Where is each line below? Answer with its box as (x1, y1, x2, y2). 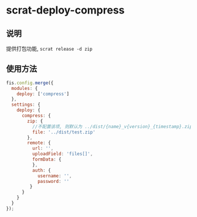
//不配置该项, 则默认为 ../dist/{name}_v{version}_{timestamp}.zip (32, 123, 192, 129)
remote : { (27, 140, 51, 146)
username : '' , (37, 173, 72, 179)
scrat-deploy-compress (6, 4, 125, 17)
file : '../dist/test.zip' (32, 129, 96, 135)
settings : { (11, 102, 41, 108)
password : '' (37, 178, 69, 184)
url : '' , (32, 145, 54, 152)
